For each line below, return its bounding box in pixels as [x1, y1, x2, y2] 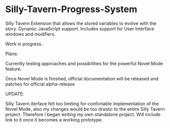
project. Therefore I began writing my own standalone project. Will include [5, 111, 161, 117]
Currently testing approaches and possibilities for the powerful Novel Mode [5, 60, 163, 66]
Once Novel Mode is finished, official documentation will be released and [5, 75, 159, 81]
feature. [5, 66, 22, 72]
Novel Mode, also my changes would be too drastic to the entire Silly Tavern [5, 106, 165, 112]
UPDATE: [5, 91, 24, 97]
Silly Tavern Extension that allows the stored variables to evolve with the [5, 20, 157, 26]
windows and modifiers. [5, 31, 56, 37]
